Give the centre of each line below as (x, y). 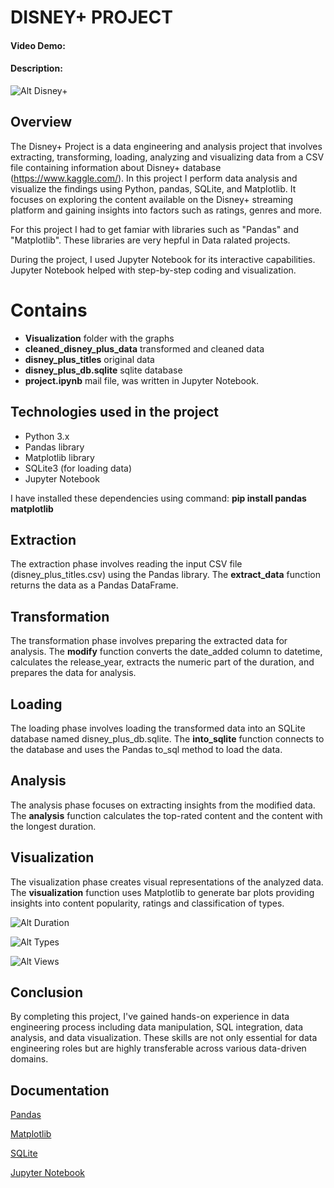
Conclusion (47, 992)
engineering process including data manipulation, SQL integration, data (157, 1027)
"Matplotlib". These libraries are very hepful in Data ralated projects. (150, 240)
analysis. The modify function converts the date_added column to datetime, (166, 652)
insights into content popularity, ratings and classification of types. (147, 903)
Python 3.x (47, 436)
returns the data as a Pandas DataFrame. (94, 585)
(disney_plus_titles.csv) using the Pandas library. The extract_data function (165, 575)
